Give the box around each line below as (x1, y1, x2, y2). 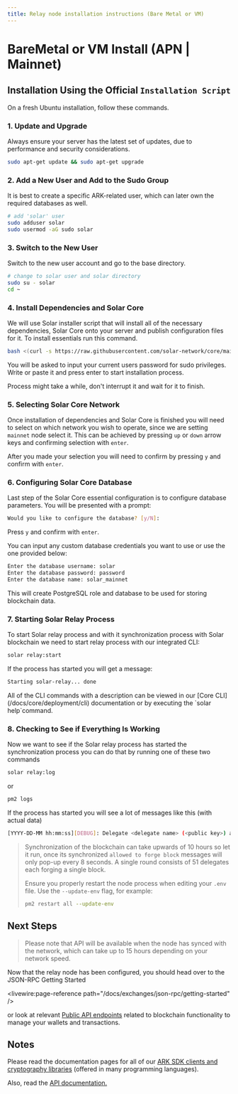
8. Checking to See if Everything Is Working (7, 724, 161, 734)
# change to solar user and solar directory (7, 273, 141, 280)
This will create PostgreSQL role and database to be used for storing (7, 589, 208, 597)
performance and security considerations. (7, 144, 130, 153)
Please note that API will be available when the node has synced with (24, 939, 227, 948)
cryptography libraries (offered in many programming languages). (7, 1065, 199, 1073)
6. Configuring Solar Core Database (7, 478, 132, 488)
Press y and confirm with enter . (7, 527, 100, 537)
